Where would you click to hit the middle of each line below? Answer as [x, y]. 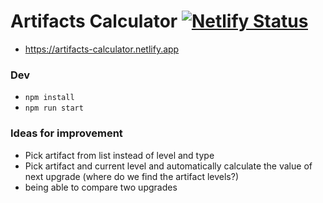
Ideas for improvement [66, 133]
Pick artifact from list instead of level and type [119, 155]
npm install [49, 98]
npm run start [54, 108]
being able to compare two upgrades [101, 187]
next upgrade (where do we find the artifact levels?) [131, 176]
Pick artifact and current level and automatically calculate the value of [168, 166]
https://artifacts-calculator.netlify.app [102, 49]
